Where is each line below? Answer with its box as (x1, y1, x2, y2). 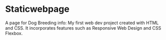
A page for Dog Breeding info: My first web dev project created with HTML (5, 20, 159, 26)
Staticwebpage (5, 3, 70, 15)
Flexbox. (5, 30, 23, 36)
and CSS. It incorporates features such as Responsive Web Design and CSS (5, 25, 161, 31)
